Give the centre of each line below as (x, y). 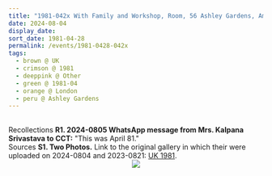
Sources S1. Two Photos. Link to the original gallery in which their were (127, 147)
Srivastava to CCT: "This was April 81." (74, 139)
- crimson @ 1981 (45, 69)
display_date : (32, 31)
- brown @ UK (38, 61)
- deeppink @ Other (49, 76)
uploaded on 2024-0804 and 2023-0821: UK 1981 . (93, 156)
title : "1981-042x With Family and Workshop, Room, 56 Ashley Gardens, (132, 16)
